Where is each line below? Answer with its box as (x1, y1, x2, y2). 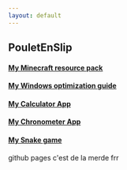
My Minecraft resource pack (8, 62, 103, 72)
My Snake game (8, 135, 62, 145)
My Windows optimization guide (8, 81, 117, 91)
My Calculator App (8, 99, 71, 108)
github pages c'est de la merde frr (8, 153, 120, 162)
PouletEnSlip (8, 41, 73, 55)
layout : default (8, 11, 62, 20)
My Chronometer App (8, 117, 81, 127)
